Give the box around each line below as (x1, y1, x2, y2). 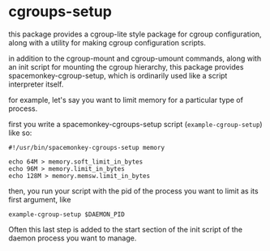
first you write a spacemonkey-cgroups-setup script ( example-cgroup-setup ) (8, 119, 263, 129)
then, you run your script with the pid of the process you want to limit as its (8, 185, 259, 196)
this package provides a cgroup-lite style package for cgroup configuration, (8, 29, 262, 39)
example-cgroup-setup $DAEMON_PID (8, 210, 126, 219)
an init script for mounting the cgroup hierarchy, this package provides (8, 62, 244, 71)
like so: (8, 128, 32, 138)
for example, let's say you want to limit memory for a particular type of (8, 95, 243, 104)
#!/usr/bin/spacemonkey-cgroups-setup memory (8, 143, 165, 151)
